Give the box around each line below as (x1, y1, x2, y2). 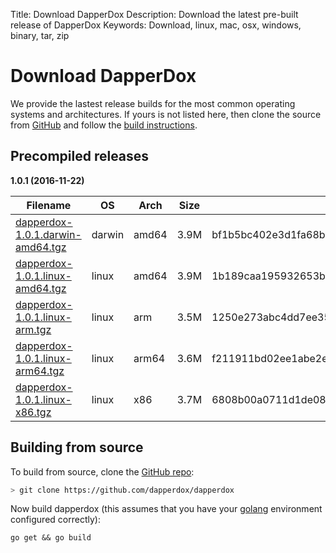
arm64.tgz (15, 364, 65, 378)
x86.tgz (15, 405, 52, 419)
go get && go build (10, 533, 92, 543)
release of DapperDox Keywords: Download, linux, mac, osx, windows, (10, 19, 302, 31)
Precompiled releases (10, 148, 150, 165)
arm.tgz (15, 322, 52, 336)
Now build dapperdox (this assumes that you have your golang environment (10, 503, 323, 515)
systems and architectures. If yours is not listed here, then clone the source (10, 108, 322, 120)
